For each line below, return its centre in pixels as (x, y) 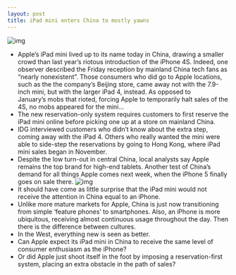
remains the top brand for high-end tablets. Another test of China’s (114, 166)
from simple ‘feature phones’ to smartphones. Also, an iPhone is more (119, 212)
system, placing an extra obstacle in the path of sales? (97, 264)
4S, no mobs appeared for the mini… (71, 106)
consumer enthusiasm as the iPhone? (72, 249)
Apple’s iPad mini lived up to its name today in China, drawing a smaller (120, 54)
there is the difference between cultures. (76, 226)
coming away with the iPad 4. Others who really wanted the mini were (119, 136)
